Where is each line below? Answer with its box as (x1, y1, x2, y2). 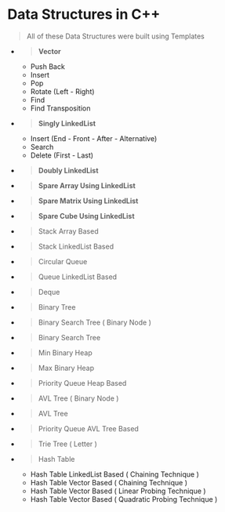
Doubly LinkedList (38, 165, 99, 175)
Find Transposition (30, 103, 91, 113)
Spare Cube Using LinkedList (38, 211, 135, 220)
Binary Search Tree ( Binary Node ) (38, 318, 152, 327)
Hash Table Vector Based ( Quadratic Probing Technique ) (30, 494, 218, 503)
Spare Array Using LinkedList (38, 180, 136, 190)
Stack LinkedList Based (38, 241, 114, 251)
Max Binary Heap (38, 363, 95, 372)
